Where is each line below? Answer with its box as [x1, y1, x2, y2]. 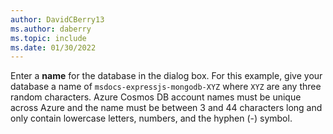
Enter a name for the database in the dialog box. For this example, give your [10, 70, 323, 82]
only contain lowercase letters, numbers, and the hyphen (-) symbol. [10, 112, 293, 125]
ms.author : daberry [10, 24, 92, 34]
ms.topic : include [10, 33, 87, 43]
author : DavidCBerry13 [10, 14, 105, 25]
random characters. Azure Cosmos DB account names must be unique [10, 91, 302, 103]
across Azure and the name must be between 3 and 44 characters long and [10, 102, 323, 114]
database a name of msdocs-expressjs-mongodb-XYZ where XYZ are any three [10, 81, 322, 93]
